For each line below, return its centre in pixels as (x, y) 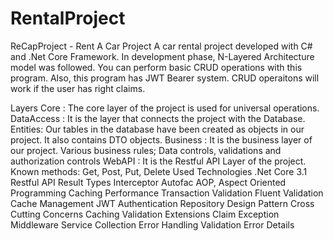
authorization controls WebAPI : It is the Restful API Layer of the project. (158, 161)
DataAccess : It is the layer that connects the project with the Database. (158, 118)
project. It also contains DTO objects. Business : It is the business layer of (161, 139)
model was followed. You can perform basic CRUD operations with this (156, 67)
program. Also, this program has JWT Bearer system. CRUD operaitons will (165, 78)
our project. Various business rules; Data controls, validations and (146, 150)
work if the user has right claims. (78, 88)
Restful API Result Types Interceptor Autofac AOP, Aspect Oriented (148, 182)
